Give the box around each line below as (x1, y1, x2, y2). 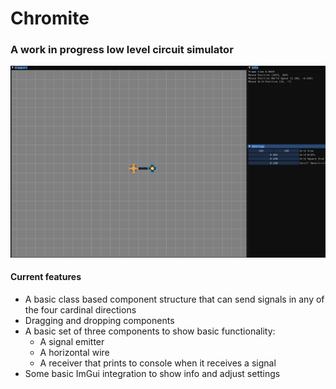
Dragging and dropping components (24, 314, 175, 326)
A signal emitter (39, 335, 105, 347)
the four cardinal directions (24, 303, 137, 316)
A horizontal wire (39, 346, 110, 358)
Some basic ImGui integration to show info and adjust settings (24, 367, 281, 379)
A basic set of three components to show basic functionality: (24, 325, 276, 337)
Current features (10, 271, 82, 283)
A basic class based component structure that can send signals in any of (24, 293, 325, 305)
